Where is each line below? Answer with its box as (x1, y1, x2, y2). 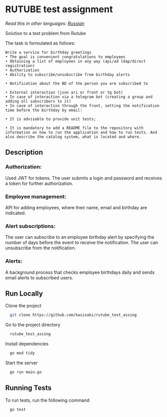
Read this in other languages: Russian (5, 20, 85, 26)
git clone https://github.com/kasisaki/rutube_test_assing (10, 312, 137, 318)
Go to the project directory (5, 322, 61, 328)
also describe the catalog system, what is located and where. (5, 134, 142, 139)
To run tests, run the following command (5, 397, 90, 403)
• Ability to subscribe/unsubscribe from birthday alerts (5, 72, 130, 77)
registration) (5, 63, 35, 68)
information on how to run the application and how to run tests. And (5, 130, 157, 135)
